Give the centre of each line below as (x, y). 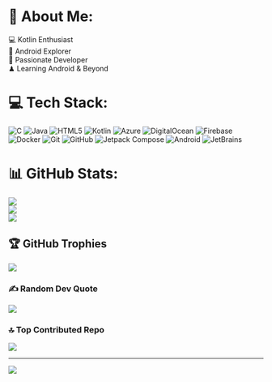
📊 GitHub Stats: (64, 174)
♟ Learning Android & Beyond (59, 68)
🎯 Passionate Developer (48, 59)
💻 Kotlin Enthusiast (41, 39)
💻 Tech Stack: (58, 103)
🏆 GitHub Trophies (58, 244)
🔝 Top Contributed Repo (57, 329)
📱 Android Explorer (40, 51)
